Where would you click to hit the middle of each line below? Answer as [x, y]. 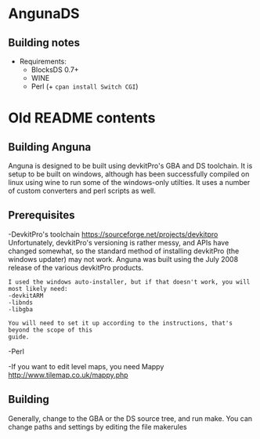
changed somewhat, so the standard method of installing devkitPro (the [124, 251]
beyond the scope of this [50, 330]
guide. [19, 337]
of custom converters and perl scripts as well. [82, 190]
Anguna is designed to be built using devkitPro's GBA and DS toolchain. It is [130, 166]
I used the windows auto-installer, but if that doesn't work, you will [129, 282]
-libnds [21, 303]
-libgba [21, 309]
